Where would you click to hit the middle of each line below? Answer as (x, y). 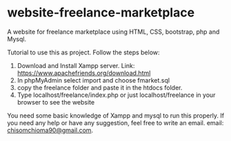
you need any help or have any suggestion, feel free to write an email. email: (115, 122)
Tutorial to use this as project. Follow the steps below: (83, 52)
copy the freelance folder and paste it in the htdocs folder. (100, 87)
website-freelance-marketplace (101, 13)
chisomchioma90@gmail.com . (50, 130)
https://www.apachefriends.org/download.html (84, 73)
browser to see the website (56, 102)
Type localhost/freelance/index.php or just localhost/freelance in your (116, 95)
